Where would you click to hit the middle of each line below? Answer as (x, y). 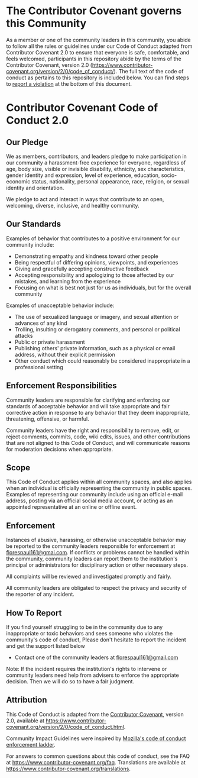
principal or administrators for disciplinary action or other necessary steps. (97, 565)
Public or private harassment (50, 342)
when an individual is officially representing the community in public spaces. (99, 488)
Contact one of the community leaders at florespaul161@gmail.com (96, 657)
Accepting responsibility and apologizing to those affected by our (94, 275)
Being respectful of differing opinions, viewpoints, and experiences (96, 262)
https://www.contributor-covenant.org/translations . (69, 769)
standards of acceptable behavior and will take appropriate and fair (88, 406)
